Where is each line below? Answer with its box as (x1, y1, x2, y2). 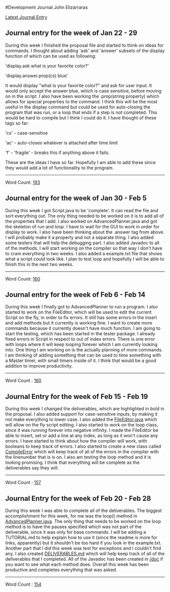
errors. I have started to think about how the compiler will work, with (5, 438, 148, 444)
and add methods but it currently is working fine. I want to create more (5, 320, 153, 326)
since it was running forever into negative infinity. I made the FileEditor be (5, 427, 158, 433)
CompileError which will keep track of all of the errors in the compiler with (5, 449, 159, 455)
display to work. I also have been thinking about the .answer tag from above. (5, 229, 164, 235)
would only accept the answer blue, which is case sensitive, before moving (5, 88, 162, 94)
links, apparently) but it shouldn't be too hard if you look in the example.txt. (5, 540, 162, 546)
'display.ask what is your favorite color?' (5, 63, 90, 69)
